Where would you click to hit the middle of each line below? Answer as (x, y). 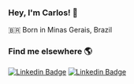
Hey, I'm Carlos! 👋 (43, 13)
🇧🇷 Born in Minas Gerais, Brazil (60, 30)
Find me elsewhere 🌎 (50, 52)
